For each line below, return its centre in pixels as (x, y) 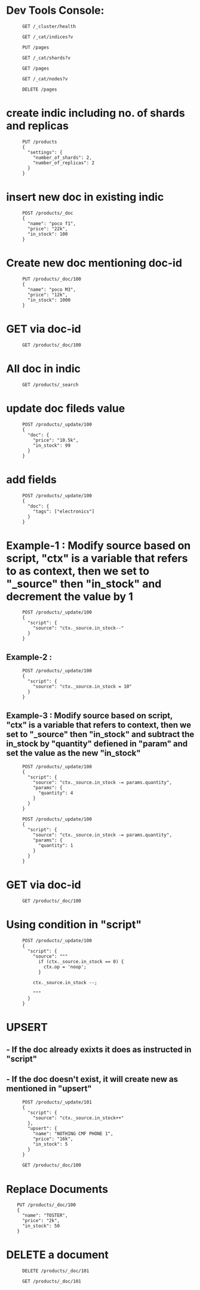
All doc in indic (44, 369)
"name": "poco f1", (52, 223)
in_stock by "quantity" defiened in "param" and (97, 743)
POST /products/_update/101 (57, 1102)
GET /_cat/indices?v (47, 37)
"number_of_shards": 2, (62, 157)
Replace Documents (57, 1189)
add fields (31, 479)
